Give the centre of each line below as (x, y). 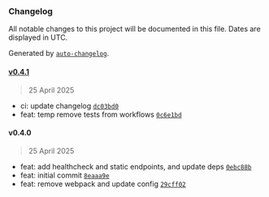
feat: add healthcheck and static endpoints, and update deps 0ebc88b (136, 166)
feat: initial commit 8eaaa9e (65, 175)
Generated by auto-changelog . (59, 54)
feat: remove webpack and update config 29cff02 (103, 183)
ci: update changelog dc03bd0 (69, 105)
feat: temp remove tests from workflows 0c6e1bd (101, 114)
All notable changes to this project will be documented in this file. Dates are (135, 29)
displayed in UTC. (38, 37)
